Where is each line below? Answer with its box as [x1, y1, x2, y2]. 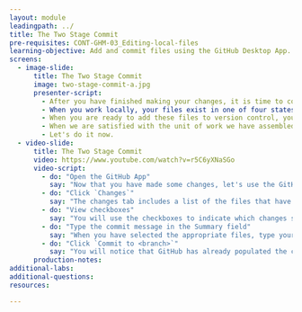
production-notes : [32, 255, 102, 265]
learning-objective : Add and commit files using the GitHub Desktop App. [9, 47, 292, 56]
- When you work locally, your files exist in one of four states [41, 105, 296, 114]
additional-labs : [9, 264, 75, 273]
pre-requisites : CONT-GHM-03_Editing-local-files [9, 38, 200, 48]
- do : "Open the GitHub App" [41, 172, 151, 181]
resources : [9, 281, 50, 290]
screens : [9, 55, 42, 64]
